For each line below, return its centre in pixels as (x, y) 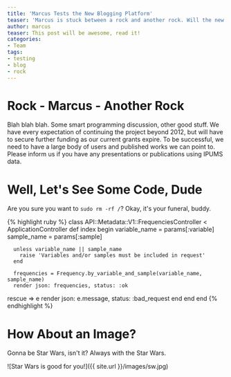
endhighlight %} (30, 306)
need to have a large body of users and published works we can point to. (111, 147)
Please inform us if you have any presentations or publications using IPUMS (115, 154)
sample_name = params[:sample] (55, 237)
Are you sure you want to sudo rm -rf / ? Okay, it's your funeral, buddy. (109, 209)
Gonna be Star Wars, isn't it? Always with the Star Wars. (87, 353)
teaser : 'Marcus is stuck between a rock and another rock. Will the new (116, 20)
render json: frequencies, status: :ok (71, 286)
